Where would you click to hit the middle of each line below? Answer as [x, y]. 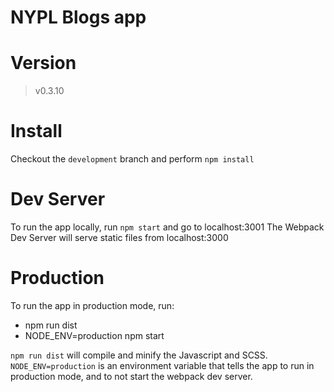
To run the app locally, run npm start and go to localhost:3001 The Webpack [167, 227]
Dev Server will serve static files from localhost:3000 [119, 237]
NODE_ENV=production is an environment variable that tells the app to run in [162, 365]
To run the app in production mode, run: [92, 305]
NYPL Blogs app [78, 17]
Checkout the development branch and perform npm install [132, 159]
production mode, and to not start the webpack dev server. [131, 376]
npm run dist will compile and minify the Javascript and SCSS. [139, 355]
